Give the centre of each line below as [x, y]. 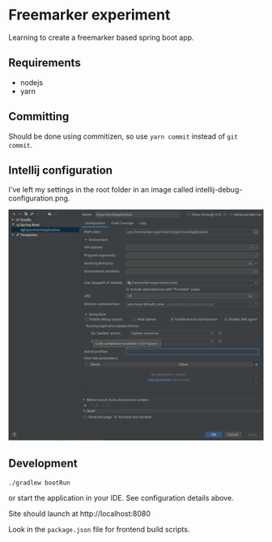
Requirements [45, 63]
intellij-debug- [219, 190]
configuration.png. [39, 198]
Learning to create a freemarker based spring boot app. [101, 37]
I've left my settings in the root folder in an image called [101, 190]
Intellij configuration [61, 170]
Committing [39, 116]
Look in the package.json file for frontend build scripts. [99, 529]
